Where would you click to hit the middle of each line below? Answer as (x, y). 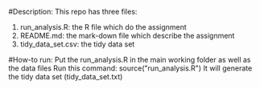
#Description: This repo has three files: (73, 12)
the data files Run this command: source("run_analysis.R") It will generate (130, 68)
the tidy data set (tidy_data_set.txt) (66, 77)
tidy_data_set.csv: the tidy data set (77, 44)
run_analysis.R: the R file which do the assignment (103, 27)
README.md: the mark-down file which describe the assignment (127, 36)
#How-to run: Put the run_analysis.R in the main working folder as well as (130, 60)
